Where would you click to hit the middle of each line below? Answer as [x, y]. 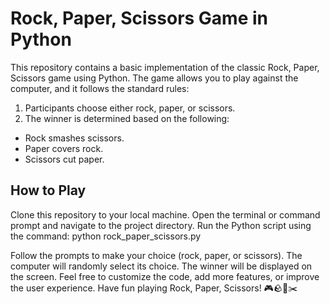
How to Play [48, 190]
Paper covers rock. [64, 148]
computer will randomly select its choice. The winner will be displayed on [161, 266]
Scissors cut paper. [64, 159]
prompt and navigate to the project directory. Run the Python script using [161, 225]
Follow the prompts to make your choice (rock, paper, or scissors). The [156, 255]
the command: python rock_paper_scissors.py [106, 236]
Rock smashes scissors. [74, 138]
